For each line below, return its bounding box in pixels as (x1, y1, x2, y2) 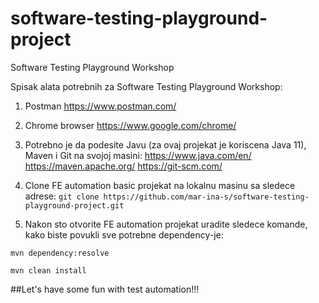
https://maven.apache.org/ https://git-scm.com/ (24, 160, 223, 172)
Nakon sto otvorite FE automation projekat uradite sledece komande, (24, 218, 308, 230)
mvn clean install (10, 265, 87, 276)
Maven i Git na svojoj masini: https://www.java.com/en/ (24, 149, 252, 161)
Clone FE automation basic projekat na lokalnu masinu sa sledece (24, 179, 296, 191)
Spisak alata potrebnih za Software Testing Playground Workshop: (10, 80, 283, 92)
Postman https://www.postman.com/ (24, 100, 177, 112)
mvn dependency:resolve (10, 248, 110, 258)
